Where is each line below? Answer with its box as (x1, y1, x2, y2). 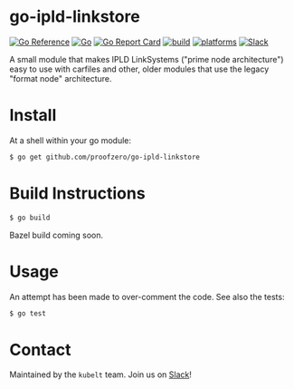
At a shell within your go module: (9, 134, 132, 146)
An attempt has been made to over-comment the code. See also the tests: (9, 291, 285, 302)
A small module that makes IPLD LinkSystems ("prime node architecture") (9, 53, 284, 64)
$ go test (9, 308, 47, 318)
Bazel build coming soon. (9, 229, 104, 240)
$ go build (9, 213, 51, 222)
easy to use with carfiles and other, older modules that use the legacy (9, 63, 270, 74)
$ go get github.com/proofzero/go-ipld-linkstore (9, 152, 201, 161)
